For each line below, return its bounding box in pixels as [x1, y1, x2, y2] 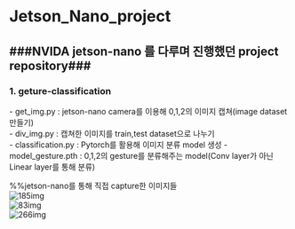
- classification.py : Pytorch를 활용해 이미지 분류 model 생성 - [9, 139, 228, 150]
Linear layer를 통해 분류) [9, 162, 96, 172]
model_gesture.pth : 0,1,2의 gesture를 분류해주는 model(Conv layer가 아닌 [9, 150, 274, 161]
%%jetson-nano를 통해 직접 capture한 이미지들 [9, 180, 178, 191]
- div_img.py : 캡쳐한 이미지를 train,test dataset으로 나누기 [9, 128, 215, 138]
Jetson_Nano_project [9, 6, 171, 27]
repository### [9, 58, 92, 73]
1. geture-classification [9, 84, 112, 97]
